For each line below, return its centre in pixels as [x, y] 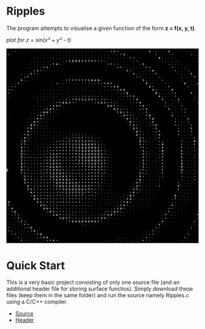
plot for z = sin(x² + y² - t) [39, 40]
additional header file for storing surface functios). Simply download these [100, 289]
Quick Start [36, 265]
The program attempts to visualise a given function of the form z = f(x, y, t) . [101, 28]
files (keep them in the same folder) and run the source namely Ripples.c [98, 295]
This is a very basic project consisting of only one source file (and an [93, 283]
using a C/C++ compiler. [37, 302]
